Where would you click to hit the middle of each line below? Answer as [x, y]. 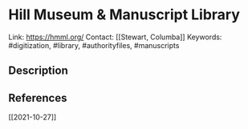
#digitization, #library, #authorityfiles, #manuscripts [94, 45]
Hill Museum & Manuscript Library [124, 15]
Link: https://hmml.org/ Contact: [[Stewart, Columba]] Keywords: [115, 37]
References [38, 98]
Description [38, 71]
